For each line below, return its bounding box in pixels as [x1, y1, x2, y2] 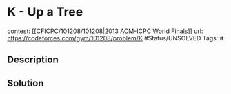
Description [7, 54, 59, 66]
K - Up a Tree [7, 4, 83, 20]
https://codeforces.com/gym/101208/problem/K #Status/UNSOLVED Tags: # [7, 34, 224, 42]
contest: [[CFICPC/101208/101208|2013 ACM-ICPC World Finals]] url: [7, 27, 203, 35]
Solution [7, 77, 44, 89]
